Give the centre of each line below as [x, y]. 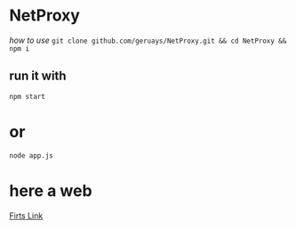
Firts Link [26, 216]
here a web [51, 190]
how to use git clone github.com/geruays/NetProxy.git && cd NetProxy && [148, 40]
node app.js [31, 155]
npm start [28, 96]
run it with [38, 76]
